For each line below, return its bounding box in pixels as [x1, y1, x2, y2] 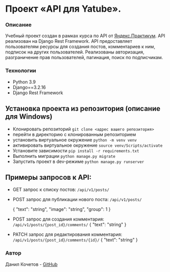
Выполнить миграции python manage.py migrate [12, 153, 116, 159]
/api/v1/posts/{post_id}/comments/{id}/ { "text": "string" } [12, 237, 138, 243]
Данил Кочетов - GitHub [5, 261, 58, 267]
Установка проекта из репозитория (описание [5, 104, 160, 113]
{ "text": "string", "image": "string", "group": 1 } [12, 206, 111, 212]
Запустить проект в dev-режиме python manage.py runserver [12, 158, 144, 165]
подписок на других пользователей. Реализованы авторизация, [5, 49, 145, 55]
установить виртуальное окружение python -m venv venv [12, 137, 137, 143]
